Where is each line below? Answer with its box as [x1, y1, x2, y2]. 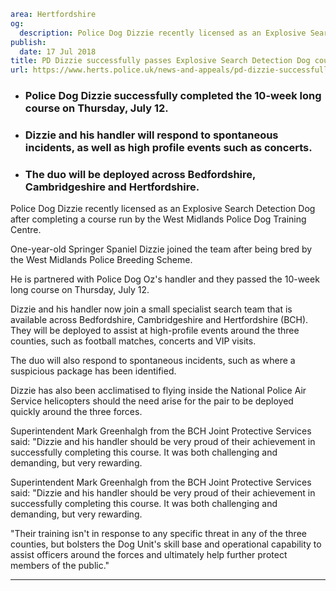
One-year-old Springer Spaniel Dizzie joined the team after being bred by [10, 243, 313, 255]
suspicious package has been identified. [10, 365, 177, 377]
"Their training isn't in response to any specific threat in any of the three [10, 528, 307, 540]
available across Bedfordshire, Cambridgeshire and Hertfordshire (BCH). [10, 314, 309, 326]
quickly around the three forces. [10, 406, 143, 418]
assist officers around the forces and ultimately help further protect [10, 549, 288, 561]
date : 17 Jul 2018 [19, 46, 97, 57]
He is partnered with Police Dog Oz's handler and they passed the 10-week [10, 273, 320, 285]
